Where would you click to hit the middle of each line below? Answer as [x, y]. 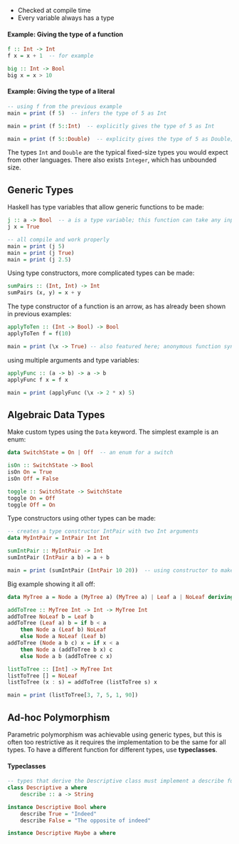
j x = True [23, 227]
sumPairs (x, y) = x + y [44, 293]
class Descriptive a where [47, 788]
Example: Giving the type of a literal [61, 91]
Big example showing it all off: [51, 584]
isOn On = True [30, 472]
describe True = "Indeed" [59, 814]
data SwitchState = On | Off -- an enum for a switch [90, 453]
